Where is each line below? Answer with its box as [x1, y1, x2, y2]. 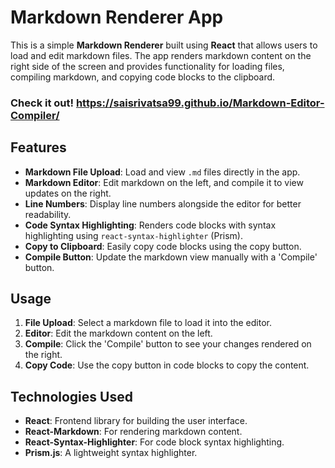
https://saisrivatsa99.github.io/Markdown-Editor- [75, 96, 325, 110]
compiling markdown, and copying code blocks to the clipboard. [10, 71, 276, 83]
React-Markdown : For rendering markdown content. [24, 426, 243, 438]
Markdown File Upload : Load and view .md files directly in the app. [24, 166, 301, 178]
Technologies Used [10, 388, 133, 405]
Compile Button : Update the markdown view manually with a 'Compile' [24, 251, 318, 263]
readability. [24, 208, 72, 220]
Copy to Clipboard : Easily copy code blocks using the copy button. [24, 240, 302, 252]
